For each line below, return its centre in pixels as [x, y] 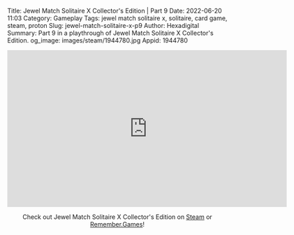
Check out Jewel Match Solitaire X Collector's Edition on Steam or [117, 217]
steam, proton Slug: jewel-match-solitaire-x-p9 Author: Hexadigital [103, 25]
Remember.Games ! [117, 224]
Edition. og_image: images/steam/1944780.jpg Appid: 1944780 [98, 40]
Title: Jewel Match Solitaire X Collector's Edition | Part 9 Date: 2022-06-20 [115, 11]
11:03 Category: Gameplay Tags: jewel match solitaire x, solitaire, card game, [117, 18]
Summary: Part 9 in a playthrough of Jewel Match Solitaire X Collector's [111, 33]
